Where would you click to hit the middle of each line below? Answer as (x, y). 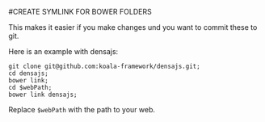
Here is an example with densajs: (63, 51)
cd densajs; (28, 74)
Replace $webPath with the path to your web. (82, 109)
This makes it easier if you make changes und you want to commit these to (133, 27)
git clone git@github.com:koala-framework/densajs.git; (104, 66)
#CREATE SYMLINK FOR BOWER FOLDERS (80, 12)
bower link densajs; (43, 95)
